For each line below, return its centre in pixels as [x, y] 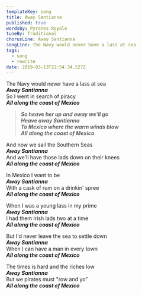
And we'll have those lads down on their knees [63, 158]
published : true [26, 23]
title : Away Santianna [34, 17]
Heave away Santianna [50, 121]
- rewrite [23, 61]
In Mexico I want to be [33, 175]
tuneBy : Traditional [32, 34]
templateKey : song [29, 12]
